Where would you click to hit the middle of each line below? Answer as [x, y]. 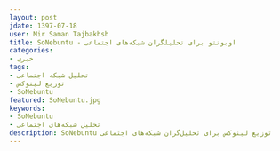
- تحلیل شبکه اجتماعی [49, 75]
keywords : [28, 108]
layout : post [33, 17]
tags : [19, 68]
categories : [31, 51]
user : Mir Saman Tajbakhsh [59, 34]
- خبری [21, 59]
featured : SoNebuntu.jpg [55, 100]
